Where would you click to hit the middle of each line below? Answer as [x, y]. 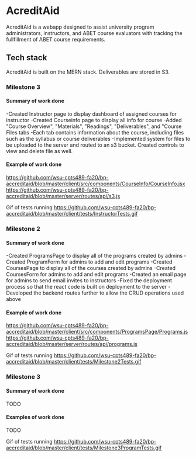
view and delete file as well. [39, 151]
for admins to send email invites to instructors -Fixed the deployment [89, 281]
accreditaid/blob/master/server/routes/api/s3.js [63, 196]
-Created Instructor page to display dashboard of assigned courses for [92, 114]
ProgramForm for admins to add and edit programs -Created [99, 262]
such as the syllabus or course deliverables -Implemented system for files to [98, 139]
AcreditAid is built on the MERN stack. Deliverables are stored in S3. [88, 72]
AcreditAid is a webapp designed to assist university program [80, 27]
